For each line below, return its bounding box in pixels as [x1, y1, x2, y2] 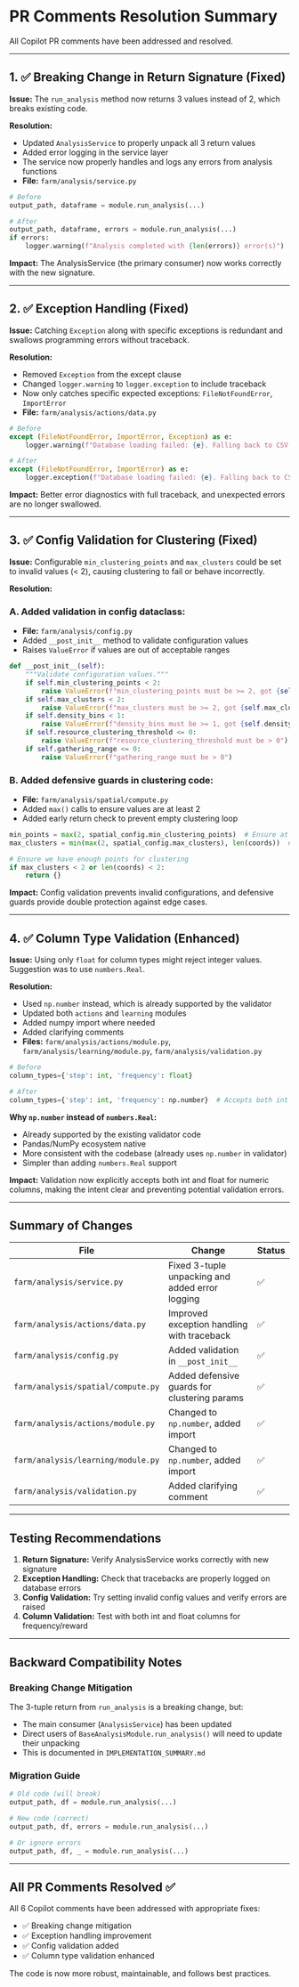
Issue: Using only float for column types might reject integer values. [9, 954, 263, 965]
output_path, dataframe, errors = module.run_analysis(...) [9, 225, 238, 234]
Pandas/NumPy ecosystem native [21, 1138, 147, 1149]
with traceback [167, 1329, 231, 1342]
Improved [167, 1307, 208, 1319]
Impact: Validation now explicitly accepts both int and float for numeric [9, 1174, 270, 1185]
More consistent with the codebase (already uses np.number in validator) [21, 1148, 287, 1158]
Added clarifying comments [21, 1026, 125, 1038]
